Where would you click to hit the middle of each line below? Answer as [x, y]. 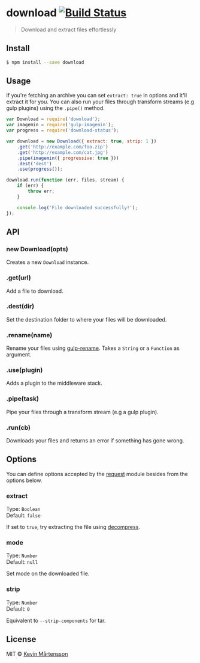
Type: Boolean [23, 509]
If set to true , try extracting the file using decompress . [73, 527]
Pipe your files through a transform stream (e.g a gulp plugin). [82, 412]
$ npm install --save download [45, 62]
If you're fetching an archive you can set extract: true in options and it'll [97, 96]
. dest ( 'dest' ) [34, 163]
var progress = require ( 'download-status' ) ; [63, 130]
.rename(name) [29, 335]
